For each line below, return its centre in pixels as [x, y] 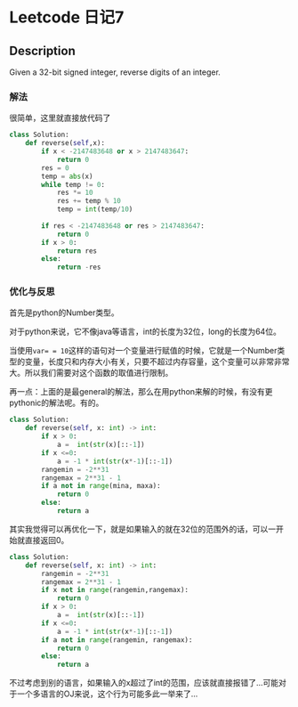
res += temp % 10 [89, 201]
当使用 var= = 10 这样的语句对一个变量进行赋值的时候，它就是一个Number [143, 351]
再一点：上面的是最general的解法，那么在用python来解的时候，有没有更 [141, 392]
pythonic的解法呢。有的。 [56, 403]
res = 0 [55, 168]
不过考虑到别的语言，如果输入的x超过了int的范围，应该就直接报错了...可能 [144, 683]
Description [42, 50]
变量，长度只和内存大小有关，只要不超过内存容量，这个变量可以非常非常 [157, 362]
